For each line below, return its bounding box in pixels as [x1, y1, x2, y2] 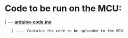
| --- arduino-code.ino [4, 19, 52, 25]
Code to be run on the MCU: [4, 3, 122, 14]
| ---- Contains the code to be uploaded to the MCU [11, 28, 123, 33]
